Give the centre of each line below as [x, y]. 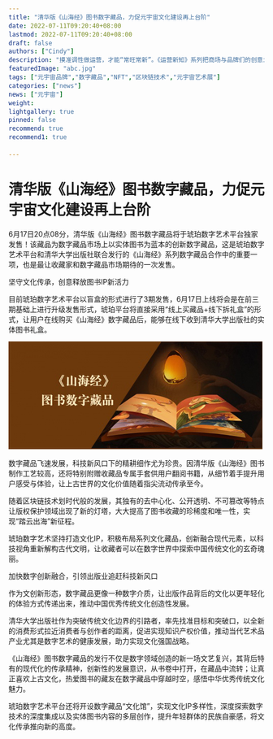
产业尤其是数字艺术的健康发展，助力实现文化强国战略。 [101, 641]
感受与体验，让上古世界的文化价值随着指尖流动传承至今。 [111, 483]
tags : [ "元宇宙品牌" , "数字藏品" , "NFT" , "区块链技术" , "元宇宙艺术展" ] [115, 77]
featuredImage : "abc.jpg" [52, 69]
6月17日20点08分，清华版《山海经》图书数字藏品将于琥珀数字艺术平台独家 [133, 234]
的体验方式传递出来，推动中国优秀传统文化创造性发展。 [101, 603]
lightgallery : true [41, 111]
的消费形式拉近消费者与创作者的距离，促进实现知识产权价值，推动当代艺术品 [136, 631]
